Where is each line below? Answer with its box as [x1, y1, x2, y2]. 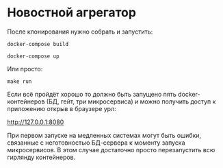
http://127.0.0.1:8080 [7, 118, 64, 126]
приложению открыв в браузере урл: [7, 104, 116, 112]
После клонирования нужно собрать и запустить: [7, 27, 153, 36]
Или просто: [7, 64, 43, 73]
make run [7, 77, 32, 85]
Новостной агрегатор [7, 5, 137, 21]
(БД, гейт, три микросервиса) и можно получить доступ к [46, 97, 216, 106]
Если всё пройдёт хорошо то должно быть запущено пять [7, 90, 176, 98]
